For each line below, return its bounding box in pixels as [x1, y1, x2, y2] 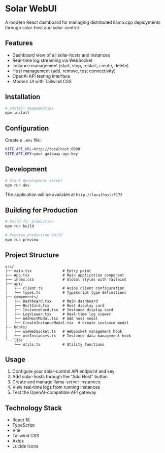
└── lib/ [5, 337, 23, 343]
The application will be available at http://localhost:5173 [5, 191, 123, 198]
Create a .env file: [5, 137, 41, 143]
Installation [5, 92, 40, 101]
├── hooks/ [5, 324, 28, 329]
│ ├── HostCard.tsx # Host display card [5, 303, 105, 308]
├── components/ [5, 294, 38, 299]
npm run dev [5, 182, 30, 188]
